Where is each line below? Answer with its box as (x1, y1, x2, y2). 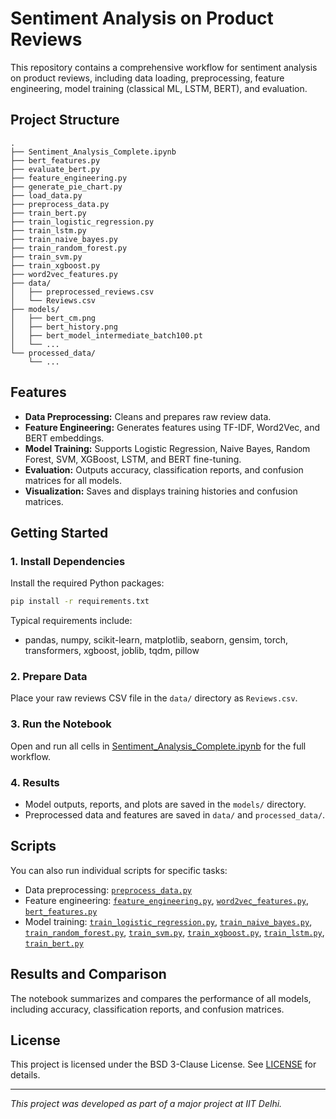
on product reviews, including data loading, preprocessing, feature (10, 72, 285, 84)
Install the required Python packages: (10, 577, 165, 589)
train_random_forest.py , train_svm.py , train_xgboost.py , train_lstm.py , (24, 926, 325, 938)
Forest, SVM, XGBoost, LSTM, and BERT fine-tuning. (24, 453, 242, 465)
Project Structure (10, 112, 120, 129)
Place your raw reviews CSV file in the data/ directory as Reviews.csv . (10, 692, 298, 704)
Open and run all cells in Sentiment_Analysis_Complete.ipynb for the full (10, 740, 307, 752)
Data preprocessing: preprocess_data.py (24, 883, 193, 896)
